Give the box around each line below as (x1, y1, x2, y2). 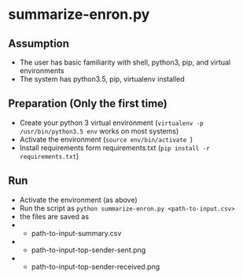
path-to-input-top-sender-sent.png (31, 245, 146, 255)
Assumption (8, 37, 69, 50)
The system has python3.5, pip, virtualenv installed (19, 75, 185, 83)
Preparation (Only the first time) (8, 97, 168, 111)
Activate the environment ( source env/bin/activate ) (19, 134, 193, 144)
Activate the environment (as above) (19, 195, 138, 204)
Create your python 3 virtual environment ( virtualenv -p (19, 118, 204, 127)
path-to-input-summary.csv (31, 228, 122, 237)
